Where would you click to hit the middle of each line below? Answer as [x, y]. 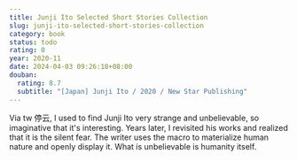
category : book [37, 34]
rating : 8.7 [39, 83]
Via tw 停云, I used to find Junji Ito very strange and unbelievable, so [134, 118]
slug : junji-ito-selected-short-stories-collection [106, 26]
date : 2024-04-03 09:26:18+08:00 [71, 67]
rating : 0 [27, 50]
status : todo [33, 42]
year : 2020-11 [35, 58]
